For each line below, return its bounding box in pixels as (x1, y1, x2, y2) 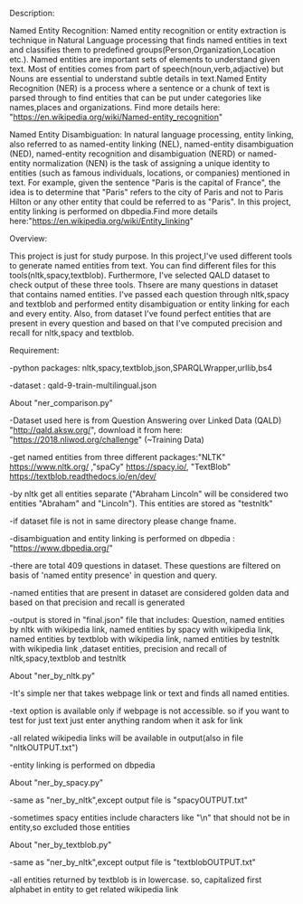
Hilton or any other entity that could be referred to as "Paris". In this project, (9, 196, 291, 207)
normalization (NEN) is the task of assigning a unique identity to (33, 158, 270, 168)
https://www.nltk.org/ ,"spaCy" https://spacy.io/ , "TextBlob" (9, 461, 232, 472)
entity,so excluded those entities (9, 822, 131, 833)
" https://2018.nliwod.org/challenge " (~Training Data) (9, 434, 205, 445)
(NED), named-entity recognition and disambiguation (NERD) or (9, 148, 246, 159)
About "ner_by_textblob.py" (9, 840, 112, 850)
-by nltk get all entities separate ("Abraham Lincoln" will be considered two (9, 488, 289, 499)
